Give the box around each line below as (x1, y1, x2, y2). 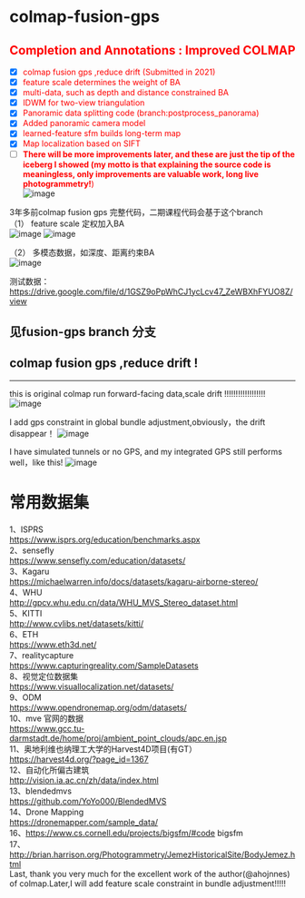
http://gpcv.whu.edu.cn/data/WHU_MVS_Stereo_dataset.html (9, 597, 239, 607)
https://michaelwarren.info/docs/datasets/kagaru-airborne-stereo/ (9, 576, 259, 587)
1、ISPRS (9, 524, 44, 535)
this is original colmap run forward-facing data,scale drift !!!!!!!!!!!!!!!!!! (9, 388, 266, 399)
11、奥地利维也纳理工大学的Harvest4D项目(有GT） (9, 743, 197, 755)
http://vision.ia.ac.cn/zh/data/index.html (9, 775, 159, 785)
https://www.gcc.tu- (9, 723, 85, 734)
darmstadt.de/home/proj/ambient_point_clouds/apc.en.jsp (9, 733, 227, 744)
